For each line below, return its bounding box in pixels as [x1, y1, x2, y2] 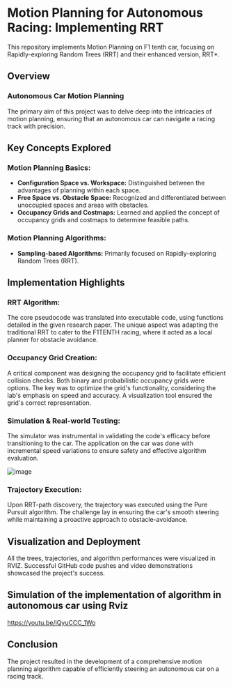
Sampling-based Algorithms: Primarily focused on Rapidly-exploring [17, 249, 217, 257]
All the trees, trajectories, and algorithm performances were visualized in [7, 554, 216, 562]
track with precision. [7, 122, 66, 130]
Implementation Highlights [7, 277, 125, 288]
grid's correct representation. [7, 399, 92, 407]
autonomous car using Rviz [7, 600, 129, 612]
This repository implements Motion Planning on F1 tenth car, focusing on [7, 43, 215, 51]
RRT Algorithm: [7, 298, 61, 307]
